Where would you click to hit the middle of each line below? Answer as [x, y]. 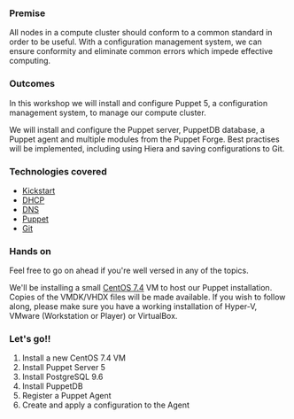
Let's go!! [30, 339]
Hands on [30, 251]
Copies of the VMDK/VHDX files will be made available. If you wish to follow [147, 297]
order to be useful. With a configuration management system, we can [136, 42]
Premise [27, 13]
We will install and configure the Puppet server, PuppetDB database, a [137, 129]
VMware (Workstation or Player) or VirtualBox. [93, 316]
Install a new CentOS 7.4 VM [74, 358]
